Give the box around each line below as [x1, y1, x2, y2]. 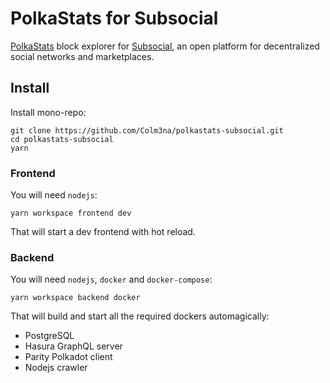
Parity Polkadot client [24, 351, 113, 363]
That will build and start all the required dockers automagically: [10, 310, 270, 322]
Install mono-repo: [10, 106, 87, 118]
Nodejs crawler [24, 362, 88, 374]
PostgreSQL [24, 330, 75, 342]
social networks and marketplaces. [10, 50, 155, 62]
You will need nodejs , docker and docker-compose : [10, 273, 213, 286]
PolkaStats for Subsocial [10, 7, 219, 30]
